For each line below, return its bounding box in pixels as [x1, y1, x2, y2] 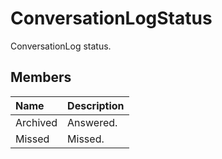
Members [10, 69, 72, 86]
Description [67, 98, 125, 112]
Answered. [67, 115, 118, 129]
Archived [15, 115, 58, 129]
